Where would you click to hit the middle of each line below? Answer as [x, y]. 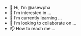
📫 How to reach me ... [32, 28]
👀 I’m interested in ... [30, 13]
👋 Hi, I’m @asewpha [30, 8]
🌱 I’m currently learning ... [36, 18]
